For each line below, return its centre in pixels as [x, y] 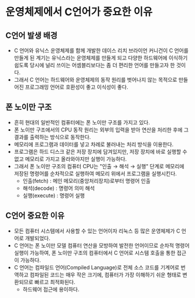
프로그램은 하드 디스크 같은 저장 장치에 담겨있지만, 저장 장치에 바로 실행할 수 [101, 151]
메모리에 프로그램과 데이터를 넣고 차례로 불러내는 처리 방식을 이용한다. [94, 144]
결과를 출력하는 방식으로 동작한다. [52, 137]
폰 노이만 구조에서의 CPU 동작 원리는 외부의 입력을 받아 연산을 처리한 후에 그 [101, 130]
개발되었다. [37, 238]
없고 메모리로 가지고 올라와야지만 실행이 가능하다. [70, 159]
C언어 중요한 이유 [35, 216]
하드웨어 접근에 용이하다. [51, 289]
